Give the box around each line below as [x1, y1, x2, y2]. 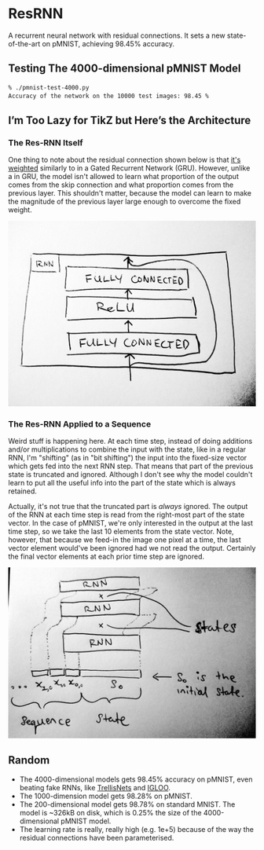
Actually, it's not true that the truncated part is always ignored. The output [8, 502, 248, 511]
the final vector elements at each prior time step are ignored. [8, 551, 204, 562]
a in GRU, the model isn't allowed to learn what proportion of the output [8, 172, 240, 181]
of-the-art [8, 38, 41, 48]
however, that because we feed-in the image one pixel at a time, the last [8, 535, 241, 544]
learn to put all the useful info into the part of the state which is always [8, 478, 236, 488]
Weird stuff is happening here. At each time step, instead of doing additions [8, 437, 253, 446]
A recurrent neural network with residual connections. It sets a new [8, 31, 225, 40]
